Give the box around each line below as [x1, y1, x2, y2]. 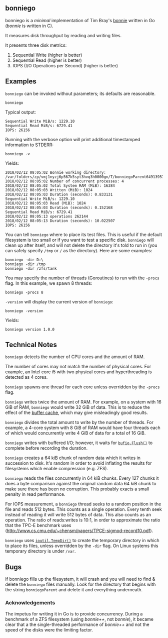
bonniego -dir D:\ [5, 257, 43, 262]
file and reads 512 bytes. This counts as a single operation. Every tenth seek [5, 506, 162, 512]
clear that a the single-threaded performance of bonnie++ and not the [5, 621, 149, 627]
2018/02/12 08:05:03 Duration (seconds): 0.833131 [5, 192, 113, 197]
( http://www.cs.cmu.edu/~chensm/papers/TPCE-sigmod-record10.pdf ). [5, 527, 153, 534]
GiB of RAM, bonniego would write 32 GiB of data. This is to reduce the [5, 404, 150, 410]
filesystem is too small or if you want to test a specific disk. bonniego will [5, 237, 154, 243]
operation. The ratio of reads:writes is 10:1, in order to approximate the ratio [5, 517, 160, 523]
